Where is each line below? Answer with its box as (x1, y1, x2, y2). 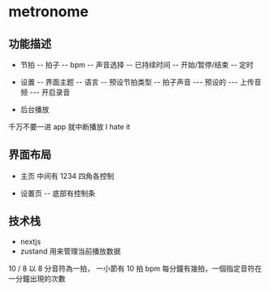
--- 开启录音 (29, 88, 71, 97)
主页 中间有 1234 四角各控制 (20, 171, 115, 180)
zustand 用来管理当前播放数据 (20, 246, 121, 256)
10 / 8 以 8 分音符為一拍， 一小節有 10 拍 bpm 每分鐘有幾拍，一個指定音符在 (8, 263, 263, 273)
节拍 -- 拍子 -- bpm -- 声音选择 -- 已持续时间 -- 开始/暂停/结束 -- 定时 (20, 60, 254, 69)
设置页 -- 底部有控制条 (20, 188, 96, 198)
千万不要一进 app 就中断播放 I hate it (8, 122, 131, 132)
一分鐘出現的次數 (8, 273, 66, 283)
